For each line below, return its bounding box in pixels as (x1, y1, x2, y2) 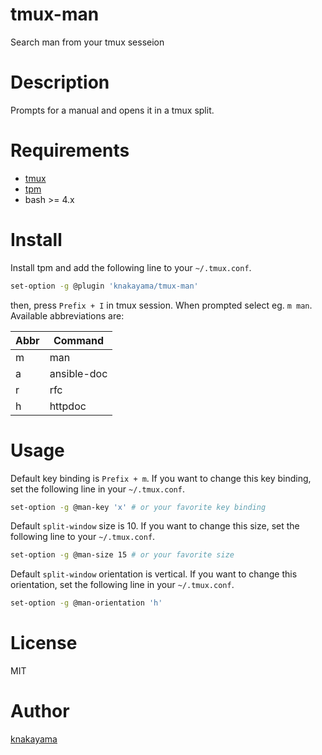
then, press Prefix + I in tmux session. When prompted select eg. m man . (10, 299, 313, 311)
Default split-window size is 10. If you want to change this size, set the (10, 520, 300, 532)
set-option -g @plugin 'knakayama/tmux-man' (10, 281, 199, 291)
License (10, 632, 78, 655)
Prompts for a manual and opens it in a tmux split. (10, 104, 215, 116)
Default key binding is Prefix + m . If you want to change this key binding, (10, 472, 312, 484)
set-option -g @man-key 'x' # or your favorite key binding (10, 502, 267, 512)
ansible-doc (49, 366, 108, 380)
